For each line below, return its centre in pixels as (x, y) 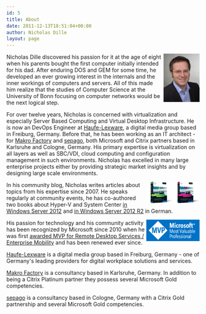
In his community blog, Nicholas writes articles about (73, 185)
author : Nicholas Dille (37, 33)
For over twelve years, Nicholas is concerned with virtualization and (92, 115)
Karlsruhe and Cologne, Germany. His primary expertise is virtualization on (101, 147)
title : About (23, 19)
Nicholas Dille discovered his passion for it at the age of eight (84, 57)
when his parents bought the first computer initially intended (82, 64)
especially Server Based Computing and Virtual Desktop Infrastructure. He (100, 121)
